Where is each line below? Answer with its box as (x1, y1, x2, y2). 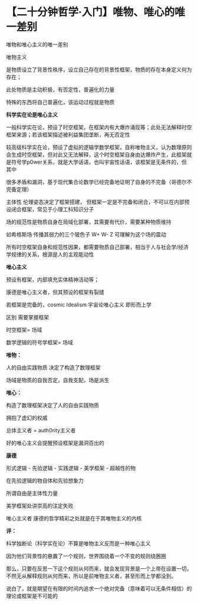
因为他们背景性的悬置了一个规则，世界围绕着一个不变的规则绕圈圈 (6, 552, 166, 559)
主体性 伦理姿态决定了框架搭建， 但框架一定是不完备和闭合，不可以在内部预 (6, 198, 190, 205)
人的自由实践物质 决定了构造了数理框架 (6, 364, 101, 371)
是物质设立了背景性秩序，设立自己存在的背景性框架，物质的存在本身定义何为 (6, 66, 192, 73)
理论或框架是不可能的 (6, 592, 58, 599)
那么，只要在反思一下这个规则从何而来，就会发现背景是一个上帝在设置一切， (6, 565, 192, 572)
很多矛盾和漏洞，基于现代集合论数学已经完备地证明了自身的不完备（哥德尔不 (6, 178, 192, 185)
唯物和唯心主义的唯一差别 (6, 41, 68, 48)
